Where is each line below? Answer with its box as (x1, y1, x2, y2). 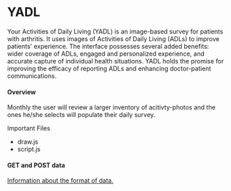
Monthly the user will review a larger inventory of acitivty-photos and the (7, 103, 216, 112)
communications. (7, 71, 57, 80)
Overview (7, 88, 36, 96)
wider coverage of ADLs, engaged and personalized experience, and (7, 49, 205, 58)
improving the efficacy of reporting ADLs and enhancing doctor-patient (7, 64, 212, 72)
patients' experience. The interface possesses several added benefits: (7, 42, 209, 50)
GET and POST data (7, 161, 65, 169)
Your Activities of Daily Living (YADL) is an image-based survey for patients (7, 27, 224, 36)
